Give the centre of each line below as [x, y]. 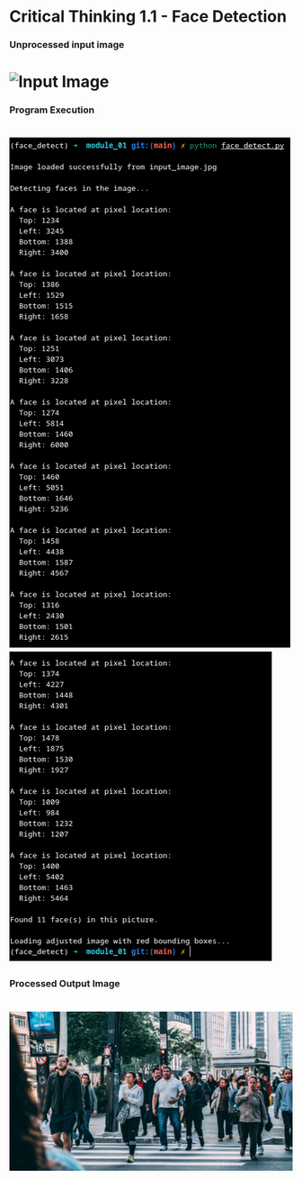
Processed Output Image [65, 984]
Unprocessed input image [67, 45]
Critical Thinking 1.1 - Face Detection [148, 17]
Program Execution [52, 110]
